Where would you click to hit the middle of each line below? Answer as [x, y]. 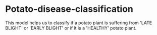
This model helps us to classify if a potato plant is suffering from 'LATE [79, 23]
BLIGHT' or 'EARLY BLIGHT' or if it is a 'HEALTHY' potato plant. [71, 28]
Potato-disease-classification [69, 9]
